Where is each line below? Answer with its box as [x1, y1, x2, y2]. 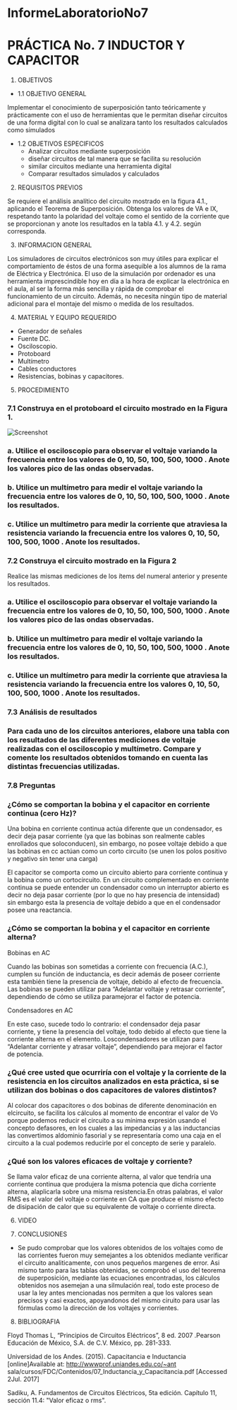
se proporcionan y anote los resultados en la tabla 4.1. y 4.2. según [7, 219, 202, 228]
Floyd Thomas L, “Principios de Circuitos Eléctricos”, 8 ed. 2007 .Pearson [7, 1331, 221, 1340]
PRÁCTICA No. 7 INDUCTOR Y [7, 37, 186, 54]
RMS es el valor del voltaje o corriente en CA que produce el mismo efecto [7, 1195, 224, 1203]
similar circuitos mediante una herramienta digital [28, 162, 171, 171]
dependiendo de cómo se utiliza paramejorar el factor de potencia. [7, 992, 202, 1000]
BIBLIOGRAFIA [17, 1317, 61, 1326]
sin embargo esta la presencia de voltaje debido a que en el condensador [7, 898, 221, 907]
